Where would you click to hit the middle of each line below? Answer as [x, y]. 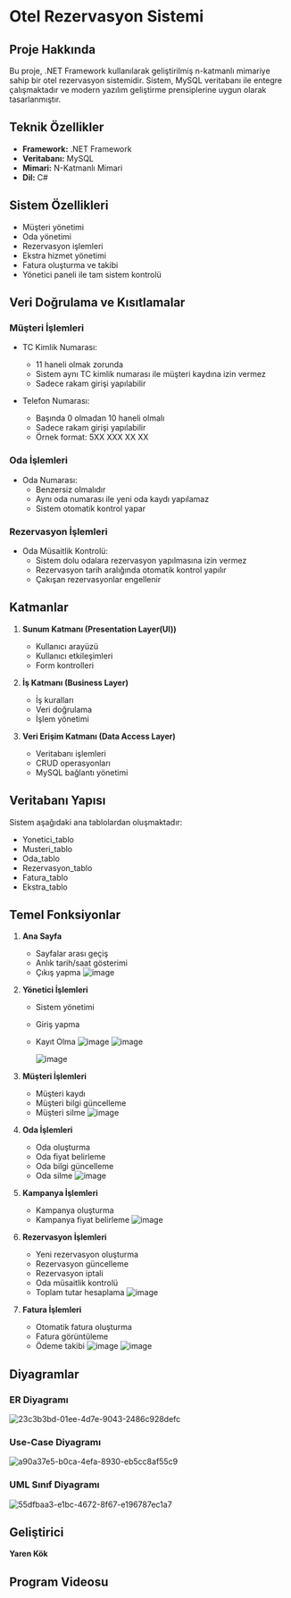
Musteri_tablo [47, 849]
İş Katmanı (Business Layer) [75, 682]
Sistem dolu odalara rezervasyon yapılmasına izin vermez [141, 560]
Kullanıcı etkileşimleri [74, 656]
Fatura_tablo [45, 877]
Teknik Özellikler [57, 127]
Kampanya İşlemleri [60, 1193]
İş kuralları [54, 699]
